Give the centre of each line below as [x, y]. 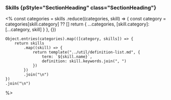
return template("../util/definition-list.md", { [86, 53]
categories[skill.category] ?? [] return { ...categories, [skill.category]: [77, 24]
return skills [29, 43]
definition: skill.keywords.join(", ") [84, 61]
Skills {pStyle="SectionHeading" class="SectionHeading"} [81, 8]
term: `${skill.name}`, [67, 57]
